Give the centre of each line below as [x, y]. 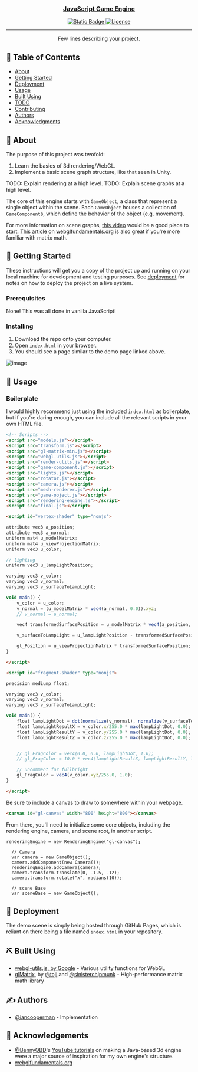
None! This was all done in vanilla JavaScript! [61, 311]
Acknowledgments [37, 122]
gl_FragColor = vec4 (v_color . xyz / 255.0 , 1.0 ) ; [75, 775]
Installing [20, 326]
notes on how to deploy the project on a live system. [70, 283]
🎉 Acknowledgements [47, 1036]
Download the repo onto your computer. [63, 339]
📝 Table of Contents [43, 57]
